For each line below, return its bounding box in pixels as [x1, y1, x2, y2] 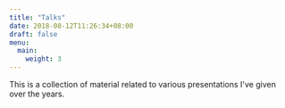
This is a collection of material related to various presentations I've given [9, 79, 277, 89]
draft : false [9, 29, 58, 38]
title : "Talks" [9, 12, 66, 22]
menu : [9, 37, 29, 47]
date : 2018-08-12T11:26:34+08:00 [9, 21, 134, 30]
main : [17, 46, 38, 55]
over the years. [9, 88, 65, 99]
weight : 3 [25, 54, 63, 63]
